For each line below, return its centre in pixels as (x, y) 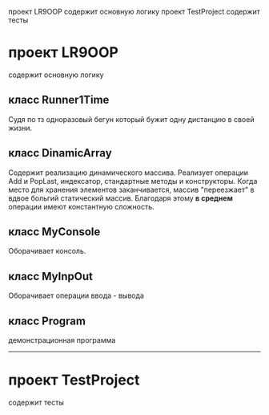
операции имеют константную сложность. (81, 206)
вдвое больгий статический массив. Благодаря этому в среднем (121, 198)
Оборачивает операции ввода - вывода (76, 295)
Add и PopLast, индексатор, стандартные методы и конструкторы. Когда (133, 181)
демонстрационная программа (62, 340)
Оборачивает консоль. (47, 251)
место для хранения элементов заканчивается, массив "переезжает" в (131, 189)
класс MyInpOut (51, 276)
